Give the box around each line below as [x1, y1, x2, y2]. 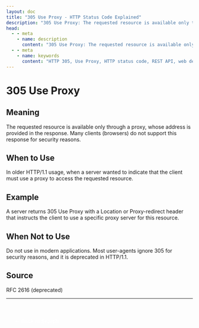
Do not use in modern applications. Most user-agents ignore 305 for [6, 247, 173, 254]
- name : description [17, 36, 68, 42]
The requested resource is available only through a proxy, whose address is [6, 123, 191, 130]
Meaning [6, 107, 40, 117]
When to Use [6, 152, 55, 163]
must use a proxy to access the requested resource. [6, 175, 133, 182]
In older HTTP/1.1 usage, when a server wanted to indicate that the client [6, 168, 183, 176]
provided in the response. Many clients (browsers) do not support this [6, 129, 177, 136]
